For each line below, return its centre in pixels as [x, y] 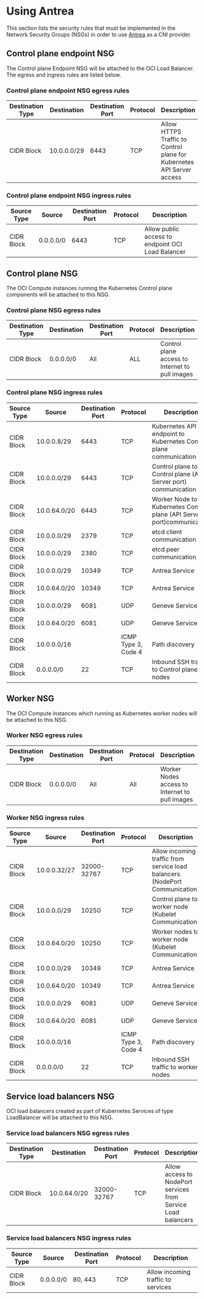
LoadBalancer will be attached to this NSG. [60, 1117]
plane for [174, 154]
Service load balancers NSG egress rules [68, 1133]
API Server [176, 170]
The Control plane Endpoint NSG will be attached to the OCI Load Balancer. [100, 68]
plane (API [167, 514]
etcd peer [165, 549]
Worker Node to [174, 499]
